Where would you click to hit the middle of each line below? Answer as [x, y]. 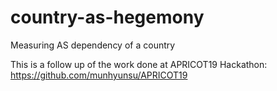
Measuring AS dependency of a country [93, 45]
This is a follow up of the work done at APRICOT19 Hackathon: [139, 64]
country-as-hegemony [107, 17]
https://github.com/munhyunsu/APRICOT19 [99, 75]
